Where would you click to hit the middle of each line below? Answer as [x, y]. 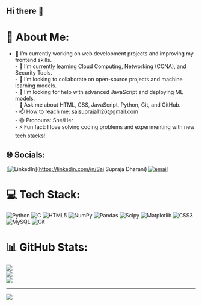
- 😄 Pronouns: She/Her [44, 120]
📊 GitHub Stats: [47, 247]
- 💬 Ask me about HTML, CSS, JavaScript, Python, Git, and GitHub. [98, 105]
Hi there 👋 [25, 11]
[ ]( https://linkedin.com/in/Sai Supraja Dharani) [77, 169]
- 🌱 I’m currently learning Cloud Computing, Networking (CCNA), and [100, 66]
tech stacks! [30, 136]
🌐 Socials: [26, 155]
